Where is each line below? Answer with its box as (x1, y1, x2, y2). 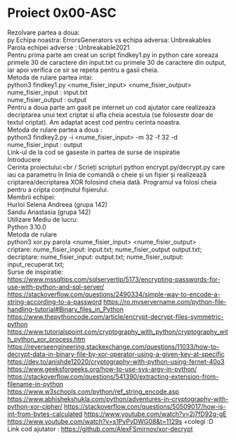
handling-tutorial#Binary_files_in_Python (7, 305, 124, 313)
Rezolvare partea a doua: (7, 28, 80, 37)
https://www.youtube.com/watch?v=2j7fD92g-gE (84, 410, 227, 418)
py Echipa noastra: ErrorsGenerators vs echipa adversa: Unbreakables (7, 35, 211, 44)
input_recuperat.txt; (7, 260, 65, 268)
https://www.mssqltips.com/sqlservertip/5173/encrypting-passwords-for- (7, 275, 221, 283)
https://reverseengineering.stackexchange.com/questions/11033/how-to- (7, 342, 220, 351)
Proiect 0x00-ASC (7, 5, 117, 21)
